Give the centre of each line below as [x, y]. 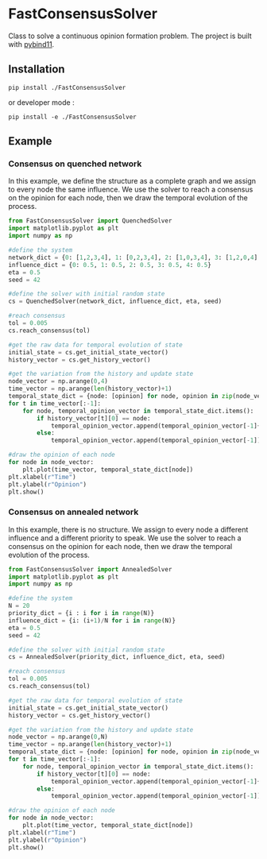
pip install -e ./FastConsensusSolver [72, 117]
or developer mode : [41, 102]
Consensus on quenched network [75, 164]
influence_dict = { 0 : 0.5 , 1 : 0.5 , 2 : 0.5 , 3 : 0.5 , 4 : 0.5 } [110, 265]
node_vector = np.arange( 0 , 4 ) [58, 381]
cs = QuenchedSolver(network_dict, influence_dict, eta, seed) [115, 302]
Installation [37, 70]
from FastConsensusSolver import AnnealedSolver [90, 569]
